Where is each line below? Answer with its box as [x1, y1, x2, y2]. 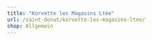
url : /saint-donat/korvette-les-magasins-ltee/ [7, 16, 146, 23]
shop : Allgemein [7, 22, 53, 29]
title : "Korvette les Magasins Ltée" [7, 9, 115, 17]
